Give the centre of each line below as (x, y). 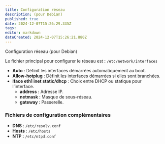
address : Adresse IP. (42, 92)
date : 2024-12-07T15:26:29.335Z (38, 24)
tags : (11, 28)
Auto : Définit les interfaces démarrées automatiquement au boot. (79, 70)
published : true (22, 19)
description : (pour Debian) (34, 14)
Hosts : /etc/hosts (31, 131)
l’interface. (23, 86)
